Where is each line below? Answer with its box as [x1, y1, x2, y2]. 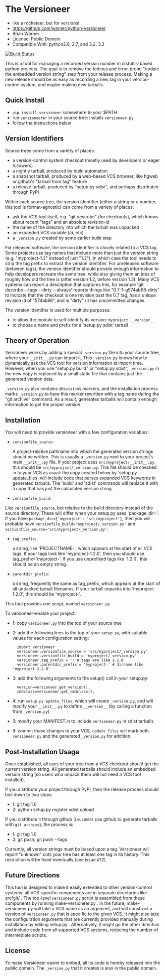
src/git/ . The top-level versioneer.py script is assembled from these [5, 895, 145, 901]
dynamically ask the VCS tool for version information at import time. [5, 360, 143, 366]
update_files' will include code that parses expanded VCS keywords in [12, 475, 156, 481]
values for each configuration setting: [12, 635, 89, 641]
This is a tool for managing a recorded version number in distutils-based [5, 60, 153, 66]
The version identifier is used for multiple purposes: [5, 307, 111, 313]
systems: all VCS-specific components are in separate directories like [5, 889, 147, 895]
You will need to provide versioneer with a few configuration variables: [5, 429, 149, 435]
